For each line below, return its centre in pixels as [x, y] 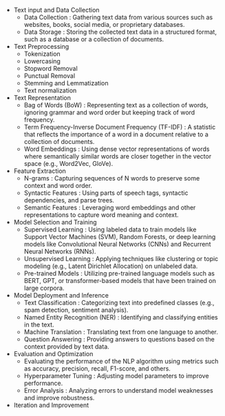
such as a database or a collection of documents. [94, 39]
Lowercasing [42, 61]
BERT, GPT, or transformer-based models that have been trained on [120, 281]
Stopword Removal [51, 69]
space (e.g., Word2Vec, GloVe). [68, 164]
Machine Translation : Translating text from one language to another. [121, 332]
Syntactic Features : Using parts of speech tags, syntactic [106, 193]
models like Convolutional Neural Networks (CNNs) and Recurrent [117, 244]
